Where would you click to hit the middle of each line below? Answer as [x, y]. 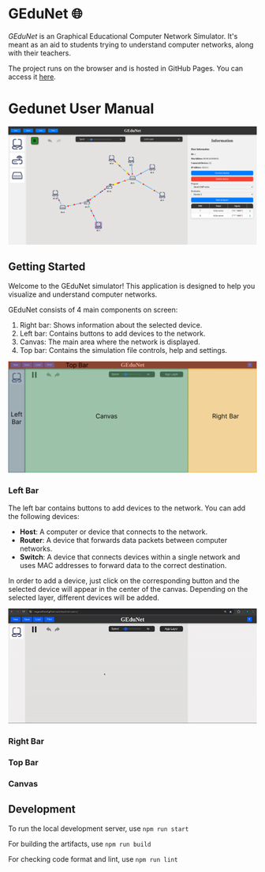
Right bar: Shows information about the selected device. [111, 324]
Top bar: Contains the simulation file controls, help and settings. [123, 350]
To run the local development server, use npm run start [99, 828]
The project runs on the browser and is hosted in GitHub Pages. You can [126, 68]
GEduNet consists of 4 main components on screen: [93, 309]
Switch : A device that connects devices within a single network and [130, 557]
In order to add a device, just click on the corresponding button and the [124, 580]
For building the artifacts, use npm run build [80, 844]
